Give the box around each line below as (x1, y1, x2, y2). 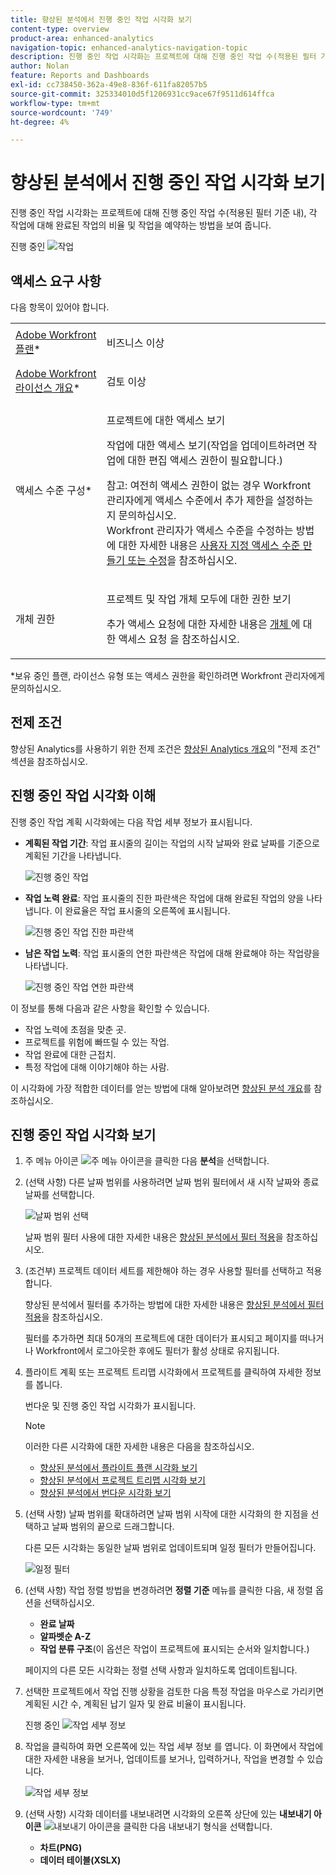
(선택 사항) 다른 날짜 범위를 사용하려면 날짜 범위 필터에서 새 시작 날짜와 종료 (24, 1176, 320, 1188)
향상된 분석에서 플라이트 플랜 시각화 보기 (39, 1462, 198, 1474)
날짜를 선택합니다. (24, 1189, 95, 1201)
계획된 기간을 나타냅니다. (24, 849, 122, 861)
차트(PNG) (39, 1842, 83, 1854)
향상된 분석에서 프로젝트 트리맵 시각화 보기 (39, 1474, 207, 1486)
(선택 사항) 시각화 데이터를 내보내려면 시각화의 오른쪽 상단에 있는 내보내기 (24, 1808, 312, 1820)
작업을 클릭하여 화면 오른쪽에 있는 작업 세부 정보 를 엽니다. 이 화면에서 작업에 (24, 1741, 324, 1753)
